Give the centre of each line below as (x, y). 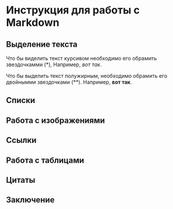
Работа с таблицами (45, 160)
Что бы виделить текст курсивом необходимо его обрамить (82, 58)
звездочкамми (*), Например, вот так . (54, 64)
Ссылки (21, 140)
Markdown (33, 23)
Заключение (30, 200)
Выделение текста (42, 44)
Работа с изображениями (56, 120)
